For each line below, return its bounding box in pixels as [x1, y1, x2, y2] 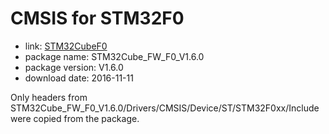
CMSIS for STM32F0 [10, 7, 185, 30]
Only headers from [10, 91, 88, 103]
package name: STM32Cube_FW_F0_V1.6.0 [24, 50, 205, 62]
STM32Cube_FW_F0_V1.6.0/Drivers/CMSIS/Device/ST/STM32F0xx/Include [10, 102, 320, 114]
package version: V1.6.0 [24, 61, 124, 73]
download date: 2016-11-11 [24, 72, 134, 84]
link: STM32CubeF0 [24, 40, 108, 52]
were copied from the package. [10, 112, 140, 124]
